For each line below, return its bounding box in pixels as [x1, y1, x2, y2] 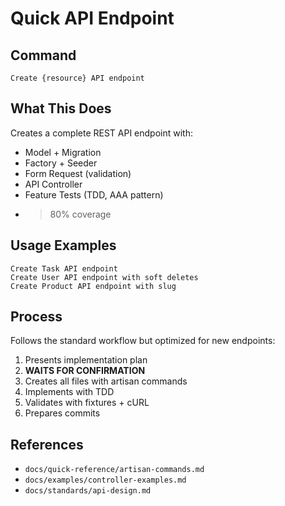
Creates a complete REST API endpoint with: [10, 127, 193, 139]
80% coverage [49, 208, 112, 220]
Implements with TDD [24, 386, 115, 398]
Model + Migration [24, 146, 102, 158]
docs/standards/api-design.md [24, 486, 152, 496]
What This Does [10, 100, 112, 117]
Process [10, 308, 63, 326]
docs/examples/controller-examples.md [24, 475, 187, 486]
